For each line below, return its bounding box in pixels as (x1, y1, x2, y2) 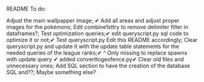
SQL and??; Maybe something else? (6, 69, 96, 75)
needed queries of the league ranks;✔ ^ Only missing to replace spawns (6, 49, 188, 56)
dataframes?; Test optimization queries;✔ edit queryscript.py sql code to (6, 30, 189, 37)
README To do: (6, 5, 46, 12)
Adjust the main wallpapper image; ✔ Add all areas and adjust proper (6, 17, 180, 24)
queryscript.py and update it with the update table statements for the (6, 43, 180, 50)
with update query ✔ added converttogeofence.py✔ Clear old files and (6, 56, 185, 63)
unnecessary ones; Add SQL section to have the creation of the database (6, 62, 191, 69)
